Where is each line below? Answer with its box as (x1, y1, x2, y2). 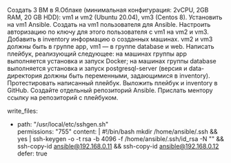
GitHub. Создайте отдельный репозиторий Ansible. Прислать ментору (7, 86, 213, 94)
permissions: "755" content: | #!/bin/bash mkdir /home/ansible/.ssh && (17, 127, 218, 135)
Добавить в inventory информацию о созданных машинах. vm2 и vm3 (7, 35, 213, 43)
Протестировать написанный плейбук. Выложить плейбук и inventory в (7, 79, 219, 87)
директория (7, 72, 43, 80)
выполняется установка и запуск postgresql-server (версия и (7, 65, 188, 72)
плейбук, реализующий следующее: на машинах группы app (7, 50, 188, 58)
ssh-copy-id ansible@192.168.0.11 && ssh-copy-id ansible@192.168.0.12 (17, 142, 219, 150)
